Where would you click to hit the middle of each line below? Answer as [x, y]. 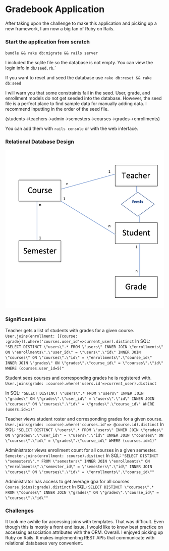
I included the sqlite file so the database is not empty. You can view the [79, 63]
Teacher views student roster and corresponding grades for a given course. [84, 419]
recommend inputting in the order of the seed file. [57, 109]
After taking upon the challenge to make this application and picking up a [81, 23]
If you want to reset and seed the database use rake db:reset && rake [79, 78]
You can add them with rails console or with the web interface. [72, 129]
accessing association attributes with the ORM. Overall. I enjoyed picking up [84, 532]
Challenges [19, 511]
